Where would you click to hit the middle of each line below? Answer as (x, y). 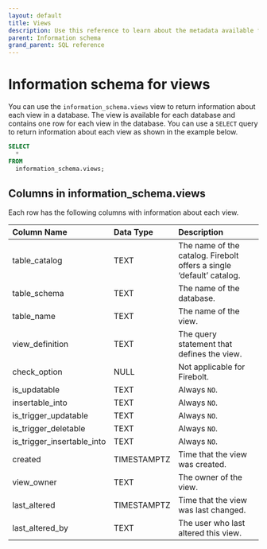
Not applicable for (212, 367)
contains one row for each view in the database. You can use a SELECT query (133, 123)
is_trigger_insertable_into (59, 442)
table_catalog (37, 261)
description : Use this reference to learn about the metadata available (131, 30)
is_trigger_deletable (49, 429)
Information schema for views (109, 85)
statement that (205, 345)
